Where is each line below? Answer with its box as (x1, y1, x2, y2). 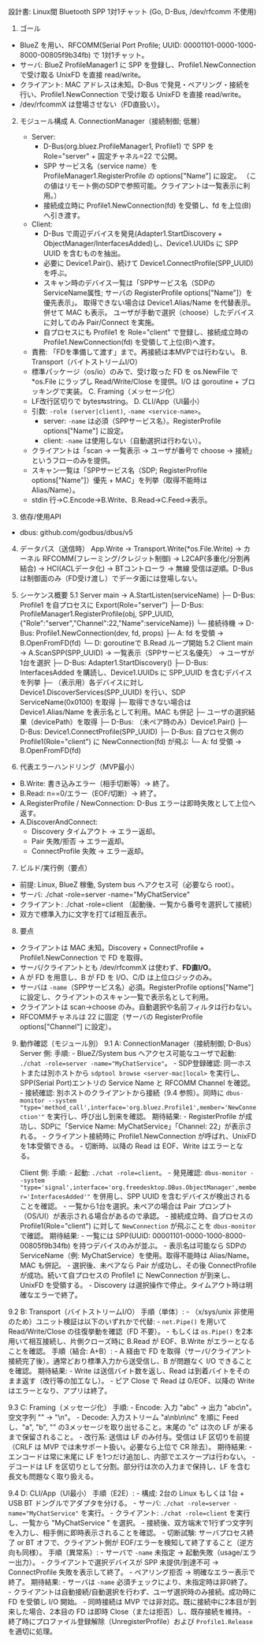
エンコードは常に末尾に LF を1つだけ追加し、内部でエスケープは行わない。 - (8, 1452, 256, 1461)
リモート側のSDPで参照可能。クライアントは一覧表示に (64, 181, 244, 190)
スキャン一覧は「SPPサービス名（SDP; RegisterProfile (31, 466, 207, 475)
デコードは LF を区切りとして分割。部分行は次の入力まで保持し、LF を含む (8, 1462, 251, 1471)
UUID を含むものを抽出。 (43, 249, 125, 258)
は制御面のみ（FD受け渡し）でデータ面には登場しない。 (19, 574, 203, 582)
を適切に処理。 (8, 1626, 57, 1636)
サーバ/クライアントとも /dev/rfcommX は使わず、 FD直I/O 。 (19, 963, 215, 972)
